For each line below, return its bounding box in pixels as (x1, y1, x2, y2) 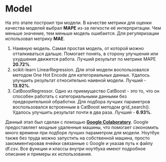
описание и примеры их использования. (5, 151, 92, 157)
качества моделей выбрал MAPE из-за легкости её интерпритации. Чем (5, 25, 161, 31)
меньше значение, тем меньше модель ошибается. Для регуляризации (5, 30, 159, 36)
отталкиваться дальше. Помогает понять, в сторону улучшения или (12, 51, 158, 57)
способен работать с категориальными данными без (12, 93, 127, 99)
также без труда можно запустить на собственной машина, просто (5, 135, 150, 141)
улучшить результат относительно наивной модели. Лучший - (12, 77, 146, 83)
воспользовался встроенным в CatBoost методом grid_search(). (12, 104, 150, 110)
